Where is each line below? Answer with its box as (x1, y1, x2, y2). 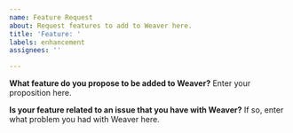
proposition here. (9, 88, 72, 98)
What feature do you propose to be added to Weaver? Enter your (9, 78, 251, 89)
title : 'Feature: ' (9, 29, 82, 38)
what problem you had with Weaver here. (9, 114, 160, 125)
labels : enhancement (9, 37, 86, 47)
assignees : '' (9, 46, 62, 55)
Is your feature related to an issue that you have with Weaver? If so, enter (9, 105, 284, 115)
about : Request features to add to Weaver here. (9, 21, 193, 30)
